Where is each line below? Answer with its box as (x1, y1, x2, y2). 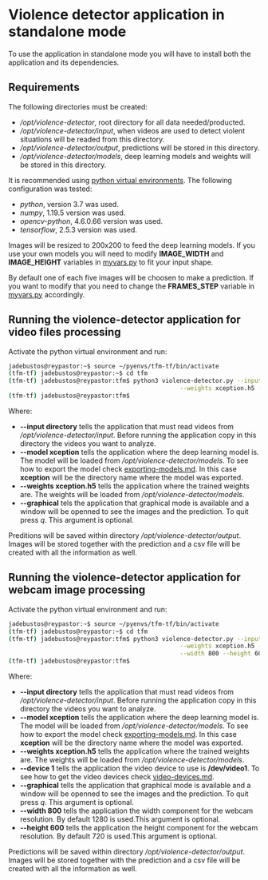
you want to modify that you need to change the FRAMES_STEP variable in (8, 281, 255, 291)
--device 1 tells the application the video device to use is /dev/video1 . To (19, 763, 260, 773)
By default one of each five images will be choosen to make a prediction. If (8, 273, 254, 282)
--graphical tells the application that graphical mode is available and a (19, 781, 251, 790)
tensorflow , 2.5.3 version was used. (19, 225, 138, 234)
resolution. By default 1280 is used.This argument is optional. (19, 814, 221, 824)
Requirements (8, 81, 80, 94)
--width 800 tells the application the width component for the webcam (19, 806, 254, 815)
